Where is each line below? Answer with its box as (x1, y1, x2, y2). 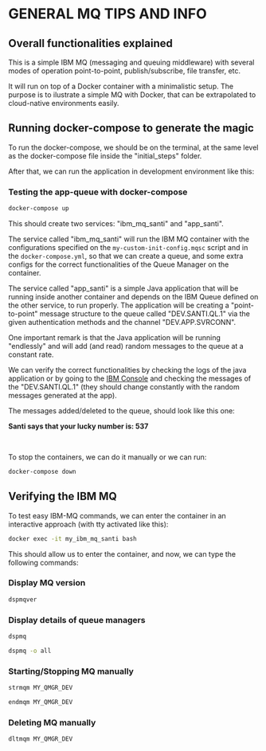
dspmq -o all (8, 647, 52, 655)
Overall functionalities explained (8, 37, 174, 50)
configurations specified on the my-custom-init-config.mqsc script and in (8, 242, 248, 252)
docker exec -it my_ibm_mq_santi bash (8, 534, 137, 542)
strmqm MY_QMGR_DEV (8, 684, 73, 692)
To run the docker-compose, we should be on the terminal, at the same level (8, 143, 259, 152)
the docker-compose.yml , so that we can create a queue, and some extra (8, 251, 244, 260)
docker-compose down (8, 467, 77, 475)
